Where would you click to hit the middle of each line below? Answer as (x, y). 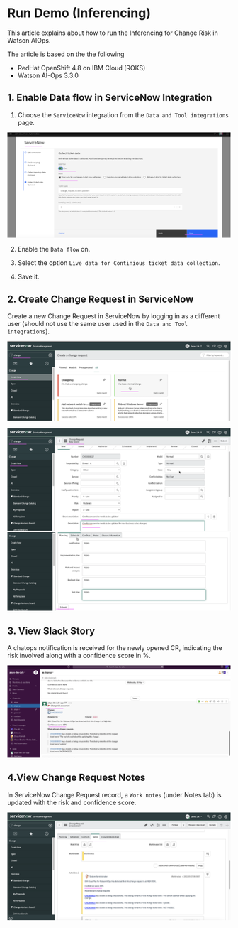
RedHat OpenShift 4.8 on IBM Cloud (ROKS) (81, 68)
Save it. (29, 277)
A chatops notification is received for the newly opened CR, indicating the (115, 648)
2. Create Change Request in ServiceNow (101, 299)
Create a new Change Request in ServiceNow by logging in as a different (114, 316)
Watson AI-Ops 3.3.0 (48, 75)
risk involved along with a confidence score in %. (79, 656)
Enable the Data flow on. (54, 249)
